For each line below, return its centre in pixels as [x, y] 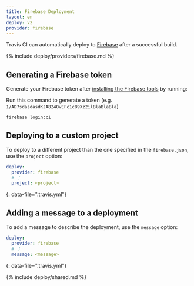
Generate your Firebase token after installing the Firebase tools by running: [97, 89]
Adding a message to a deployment [72, 213]
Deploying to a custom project [62, 136]
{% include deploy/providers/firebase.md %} [60, 56]
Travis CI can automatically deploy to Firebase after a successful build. [92, 45]
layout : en [19, 17]
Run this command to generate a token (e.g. [59, 100]
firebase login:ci [29, 117]
